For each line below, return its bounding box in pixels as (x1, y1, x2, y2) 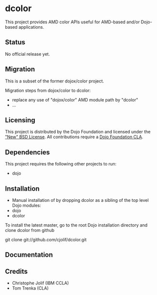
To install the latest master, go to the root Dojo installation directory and (5, 222, 148, 228)
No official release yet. (5, 51, 50, 57)
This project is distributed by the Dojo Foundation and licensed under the (5, 129, 151, 135)
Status (5, 38, 26, 47)
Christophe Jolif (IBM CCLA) (12, 280, 69, 286)
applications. (18, 24, 45, 30)
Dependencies (5, 148, 50, 156)
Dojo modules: (12, 202, 41, 208)
